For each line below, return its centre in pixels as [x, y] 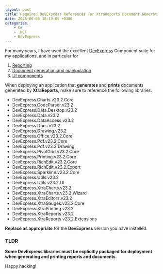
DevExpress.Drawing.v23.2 [39, 131]
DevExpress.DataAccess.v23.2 [43, 120]
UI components [27, 76]
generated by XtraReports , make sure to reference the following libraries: [79, 90]
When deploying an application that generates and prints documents [74, 85]
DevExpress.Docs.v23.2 [36, 125]
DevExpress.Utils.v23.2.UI [38, 182]
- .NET [20, 32]
